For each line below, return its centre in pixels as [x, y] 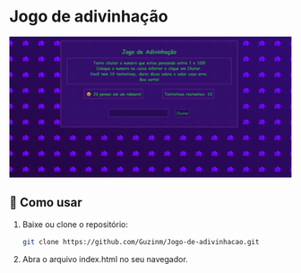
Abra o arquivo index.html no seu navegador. [105, 259]
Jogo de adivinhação [89, 17]
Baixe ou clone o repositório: [75, 224]
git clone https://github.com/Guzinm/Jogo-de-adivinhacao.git [141, 242]
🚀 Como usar [46, 203]
